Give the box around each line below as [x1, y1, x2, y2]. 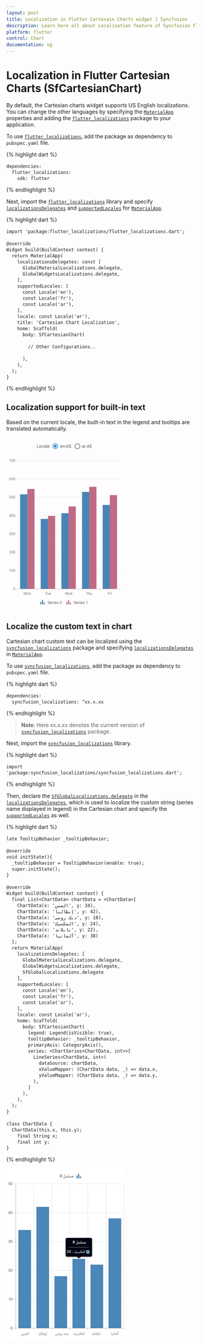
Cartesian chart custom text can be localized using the [6, 637, 143, 645]
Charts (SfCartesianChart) [6, 82, 142, 95]
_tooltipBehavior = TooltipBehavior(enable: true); [11, 860, 145, 866]
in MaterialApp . [6, 650, 44, 657]
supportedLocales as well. [6, 811, 70, 819]
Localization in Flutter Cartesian [6, 69, 170, 82]
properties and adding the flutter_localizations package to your [6, 114, 171, 121]
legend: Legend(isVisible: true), [28, 1030, 115, 1036]
